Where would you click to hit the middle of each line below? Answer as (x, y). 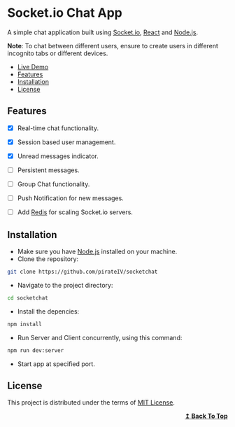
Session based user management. (66, 142)
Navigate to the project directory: (65, 285)
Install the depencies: (48, 311)
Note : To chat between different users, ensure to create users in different (113, 45)
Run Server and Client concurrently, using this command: (100, 337)
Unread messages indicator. (58, 156)
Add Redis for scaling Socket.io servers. (75, 212)
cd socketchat (28, 298)
